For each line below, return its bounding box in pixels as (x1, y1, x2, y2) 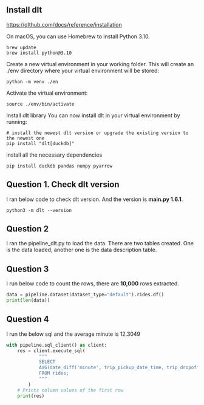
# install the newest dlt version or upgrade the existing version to (6, 130, 189, 136)
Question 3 (6, 264, 49, 274)
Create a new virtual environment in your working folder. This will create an (6, 60, 194, 67)
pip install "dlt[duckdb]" (6, 140, 75, 146)
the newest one (6, 135, 45, 141)
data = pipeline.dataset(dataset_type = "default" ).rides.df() (6, 291, 165, 298)
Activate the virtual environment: (6, 89, 88, 97)
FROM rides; (38, 370, 69, 376)
